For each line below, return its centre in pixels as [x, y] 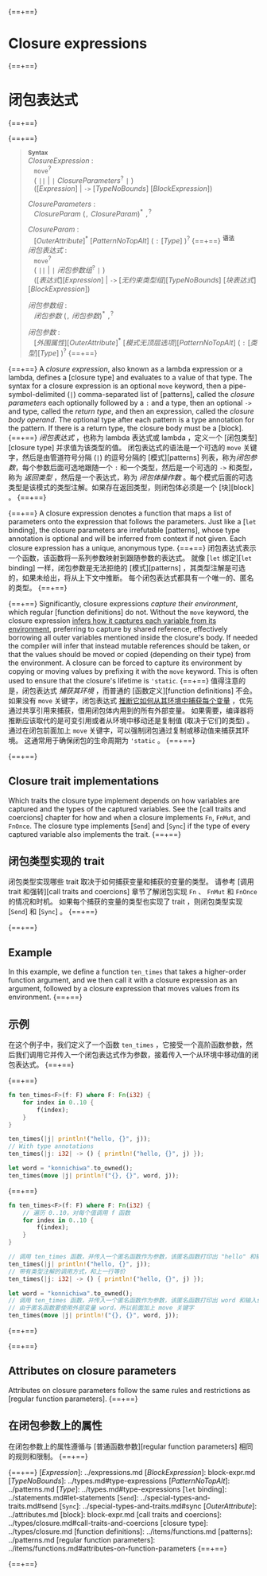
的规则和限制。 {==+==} [48, 1456]
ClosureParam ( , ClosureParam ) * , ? [93, 213]
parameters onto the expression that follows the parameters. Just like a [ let [132, 521]
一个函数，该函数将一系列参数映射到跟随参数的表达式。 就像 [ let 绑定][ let [130, 558]
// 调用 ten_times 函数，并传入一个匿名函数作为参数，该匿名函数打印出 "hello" [127, 1257]
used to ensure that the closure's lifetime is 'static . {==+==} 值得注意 [124, 680]
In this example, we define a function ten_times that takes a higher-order [127, 972]
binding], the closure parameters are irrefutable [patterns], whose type [124, 530]
